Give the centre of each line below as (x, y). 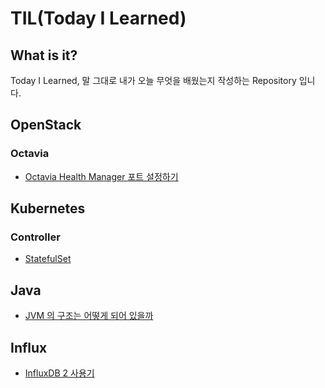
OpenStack (46, 125)
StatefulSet (48, 259)
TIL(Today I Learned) (98, 18)
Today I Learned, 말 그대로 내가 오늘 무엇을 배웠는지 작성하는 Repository (153, 80)
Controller (35, 237)
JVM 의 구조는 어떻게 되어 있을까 (89, 316)
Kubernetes (48, 208)
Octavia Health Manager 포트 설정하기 (101, 176)
